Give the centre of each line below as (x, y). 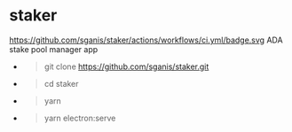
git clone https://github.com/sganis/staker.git (126, 66)
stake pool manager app (54, 49)
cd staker (61, 83)
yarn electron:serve (80, 118)
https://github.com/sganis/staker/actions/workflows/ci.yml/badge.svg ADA (146, 40)
